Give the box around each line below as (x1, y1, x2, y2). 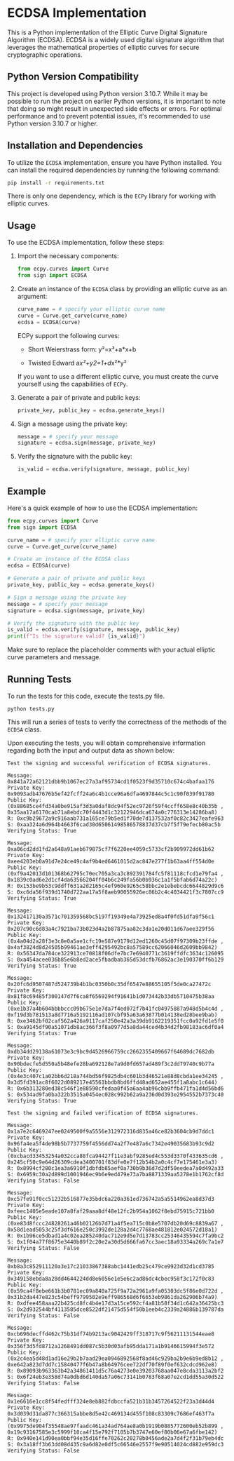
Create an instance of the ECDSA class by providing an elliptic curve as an (17, 285, 228, 292)
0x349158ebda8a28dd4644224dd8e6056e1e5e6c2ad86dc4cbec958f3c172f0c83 (7, 1275, 215, 1282)
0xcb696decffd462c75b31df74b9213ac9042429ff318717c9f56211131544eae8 (7, 1331, 215, 1338)
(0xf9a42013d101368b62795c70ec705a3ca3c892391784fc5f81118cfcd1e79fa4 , (7, 870, 224, 877)
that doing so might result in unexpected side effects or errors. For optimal (7, 104, 222, 113)
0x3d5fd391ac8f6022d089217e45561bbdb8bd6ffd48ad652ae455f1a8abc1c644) (7, 1079, 218, 1086)
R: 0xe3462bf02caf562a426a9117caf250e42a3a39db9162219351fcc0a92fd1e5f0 (7, 1018, 224, 1025)
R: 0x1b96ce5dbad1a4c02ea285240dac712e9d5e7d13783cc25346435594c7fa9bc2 (7, 1232, 224, 1239)
